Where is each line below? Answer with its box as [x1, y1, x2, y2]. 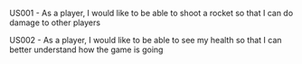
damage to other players [9, 17, 101, 28]
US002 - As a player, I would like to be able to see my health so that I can [9, 35, 282, 45]
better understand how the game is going [9, 44, 164, 55]
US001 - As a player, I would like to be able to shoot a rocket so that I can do [9, 8, 294, 18]
